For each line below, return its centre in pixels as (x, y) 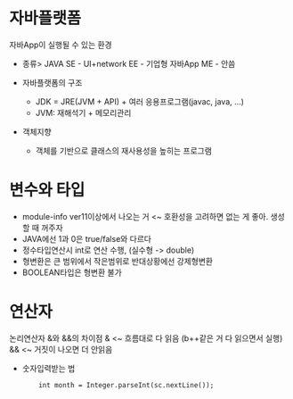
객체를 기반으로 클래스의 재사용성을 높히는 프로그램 (123, 150)
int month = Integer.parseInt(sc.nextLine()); (126, 385)
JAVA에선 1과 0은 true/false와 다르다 (86, 238)
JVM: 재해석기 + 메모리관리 (83, 112)
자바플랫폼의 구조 (52, 82)
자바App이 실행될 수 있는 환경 (61, 45)
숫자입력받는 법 (49, 368)
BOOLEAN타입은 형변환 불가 (72, 272)
